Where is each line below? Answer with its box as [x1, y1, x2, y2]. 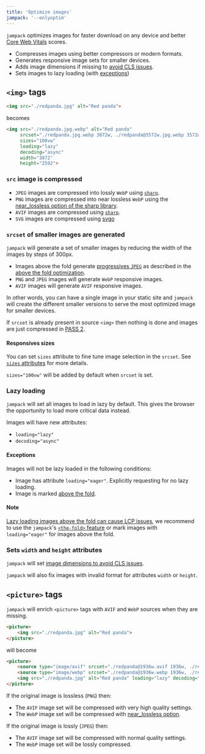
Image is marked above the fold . [15, 489, 96, 497]
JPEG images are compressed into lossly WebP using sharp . [15, 189, 160, 196]
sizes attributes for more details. [6, 360, 88, 367]
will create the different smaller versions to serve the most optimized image [6, 300, 196, 307]
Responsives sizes [6, 339, 55, 347]
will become [6, 646, 37, 654]
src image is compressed [6, 175, 82, 184]
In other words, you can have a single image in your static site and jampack [6, 293, 193, 301]
